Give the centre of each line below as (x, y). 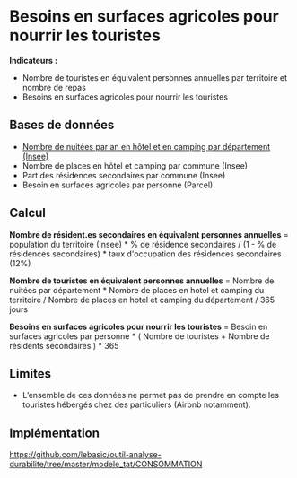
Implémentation (55, 433)
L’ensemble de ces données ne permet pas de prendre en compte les (151, 395)
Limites (31, 374)
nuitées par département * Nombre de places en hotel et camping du (137, 290)
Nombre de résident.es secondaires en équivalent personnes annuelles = (149, 234)
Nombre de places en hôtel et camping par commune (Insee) (135, 165)
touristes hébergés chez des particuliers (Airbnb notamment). (136, 404)
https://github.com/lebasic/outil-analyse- (85, 455)
